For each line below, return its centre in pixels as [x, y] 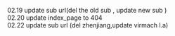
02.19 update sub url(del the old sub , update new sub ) [87, 10]
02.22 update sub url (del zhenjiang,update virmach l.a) [88, 25]
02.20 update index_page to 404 [55, 18]
